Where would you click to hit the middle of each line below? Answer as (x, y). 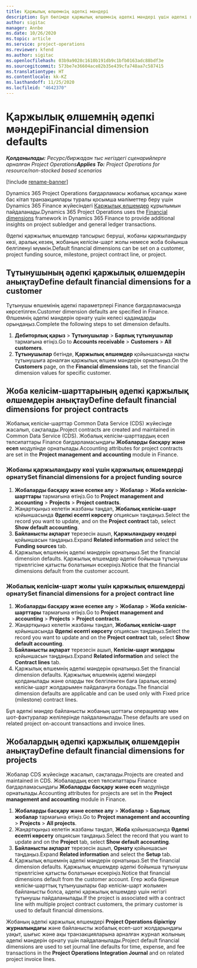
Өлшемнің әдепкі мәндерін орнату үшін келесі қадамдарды (81, 318)
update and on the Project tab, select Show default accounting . (92, 841)
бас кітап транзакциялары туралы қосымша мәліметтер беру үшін (90, 199)
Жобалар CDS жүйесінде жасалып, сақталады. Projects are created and (95, 774)
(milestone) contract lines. (46, 700)
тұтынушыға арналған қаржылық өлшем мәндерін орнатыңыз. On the (101, 360)
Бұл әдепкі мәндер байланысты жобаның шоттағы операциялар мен (92, 711)
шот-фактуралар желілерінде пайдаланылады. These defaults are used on (98, 717)
